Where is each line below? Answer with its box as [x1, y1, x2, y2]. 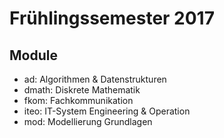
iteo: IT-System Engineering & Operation [23, 105, 191, 117]
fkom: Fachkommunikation [23, 95, 134, 106]
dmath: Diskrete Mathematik [23, 84, 141, 96]
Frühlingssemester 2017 [9, 7, 215, 30]
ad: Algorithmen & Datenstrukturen [23, 73, 167, 85]
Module [9, 47, 58, 64]
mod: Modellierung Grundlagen [23, 116, 153, 127]
